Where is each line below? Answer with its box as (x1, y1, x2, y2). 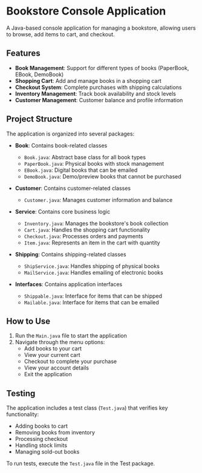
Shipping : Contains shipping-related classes (15, 250, 126, 258)
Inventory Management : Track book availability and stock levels (15, 90, 177, 97)
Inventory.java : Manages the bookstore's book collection (24, 220, 169, 227)
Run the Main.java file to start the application (15, 332, 127, 339)
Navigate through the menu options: (15, 339, 105, 346)
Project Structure (6, 114, 73, 125)
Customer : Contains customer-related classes (15, 184, 131, 192)
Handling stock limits (15, 442, 68, 449)
